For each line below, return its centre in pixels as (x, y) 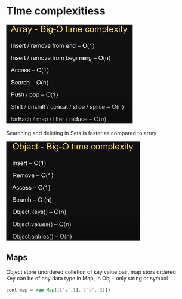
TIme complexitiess (56, 11)
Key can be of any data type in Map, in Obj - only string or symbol (87, 278)
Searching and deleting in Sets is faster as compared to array (81, 133)
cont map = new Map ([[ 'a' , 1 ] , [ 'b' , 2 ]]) (58, 290)
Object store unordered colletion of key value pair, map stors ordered (91, 272)
